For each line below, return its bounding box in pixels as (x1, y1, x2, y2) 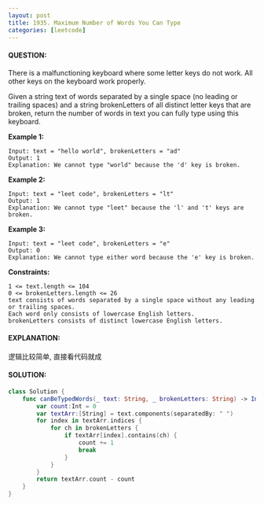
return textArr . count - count (36, 475, 135, 484)
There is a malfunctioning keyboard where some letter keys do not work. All (8, 68, 253, 77)
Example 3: (8, 224, 46, 234)
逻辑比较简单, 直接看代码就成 (8, 352, 102, 361)
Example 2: (8, 175, 46, 184)
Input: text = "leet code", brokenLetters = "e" (8, 239, 170, 248)
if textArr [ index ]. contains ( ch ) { (64, 432, 178, 440)
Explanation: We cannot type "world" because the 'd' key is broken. (8, 160, 241, 169)
